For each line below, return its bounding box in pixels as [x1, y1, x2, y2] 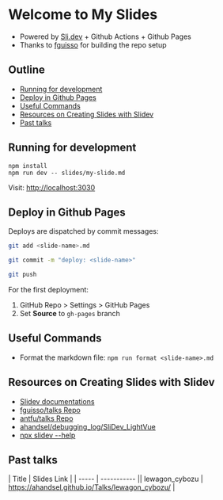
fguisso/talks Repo [19, 405, 81, 414]
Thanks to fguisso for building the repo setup [19, 40, 167, 49]
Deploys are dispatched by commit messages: [8, 227, 160, 236]
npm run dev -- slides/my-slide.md [8, 169, 126, 177]
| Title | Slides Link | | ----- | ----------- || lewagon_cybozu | [8, 474, 203, 484]
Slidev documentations [19, 396, 95, 406]
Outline [8, 63, 45, 77]
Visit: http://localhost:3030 [8, 182, 96, 192]
